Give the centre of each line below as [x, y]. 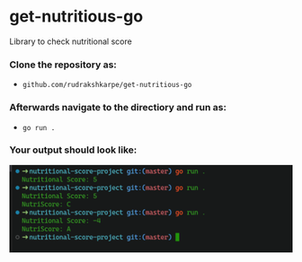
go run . [39, 127]
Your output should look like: [73, 150]
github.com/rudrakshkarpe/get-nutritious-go [107, 85]
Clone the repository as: [63, 65]
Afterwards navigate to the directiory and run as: [118, 108]
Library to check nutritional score [71, 41]
